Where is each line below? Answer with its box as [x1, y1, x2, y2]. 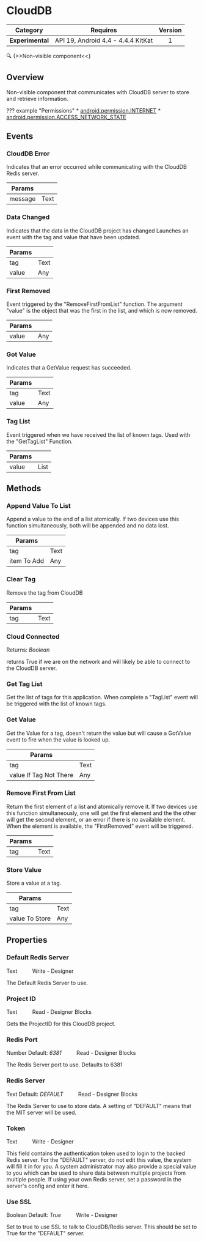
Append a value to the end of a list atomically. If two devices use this [6, 515, 179, 523]
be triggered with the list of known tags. [6, 700, 107, 707]
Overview [6, 72, 45, 83]
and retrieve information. [6, 95, 68, 102]
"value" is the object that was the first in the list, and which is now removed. [6, 307, 197, 314]
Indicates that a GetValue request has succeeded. [6, 364, 132, 371]
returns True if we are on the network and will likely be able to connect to [6, 658, 191, 665]
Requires [90, 26, 117, 34]
